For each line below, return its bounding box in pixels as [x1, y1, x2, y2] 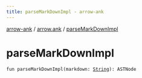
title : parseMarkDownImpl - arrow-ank [6, 8, 104, 15]
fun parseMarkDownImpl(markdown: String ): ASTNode [6, 66, 137, 72]
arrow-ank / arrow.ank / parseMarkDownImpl [6, 25, 118, 32]
